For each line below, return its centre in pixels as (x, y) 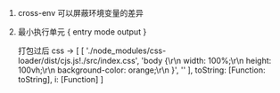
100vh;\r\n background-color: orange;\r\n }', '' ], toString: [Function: (141, 70)
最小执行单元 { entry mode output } (82, 32)
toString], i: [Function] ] (61, 79)
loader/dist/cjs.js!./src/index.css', (78, 61)
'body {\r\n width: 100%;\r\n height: (206, 61)
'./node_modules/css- (126, 50)
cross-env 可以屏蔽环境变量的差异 (81, 13)
